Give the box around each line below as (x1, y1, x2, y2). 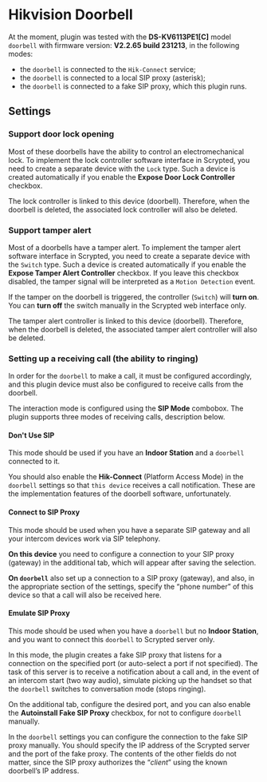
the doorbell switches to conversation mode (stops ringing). (8, 684, 206, 693)
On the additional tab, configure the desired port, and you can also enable (8, 699, 251, 709)
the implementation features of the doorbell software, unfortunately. (8, 489, 231, 498)
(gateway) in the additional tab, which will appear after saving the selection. (8, 558, 257, 567)
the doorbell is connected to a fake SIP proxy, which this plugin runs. (19, 81, 247, 91)
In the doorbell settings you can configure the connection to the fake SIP (8, 732, 249, 741)
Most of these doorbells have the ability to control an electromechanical (8, 146, 245, 157)
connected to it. (8, 457, 60, 466)
